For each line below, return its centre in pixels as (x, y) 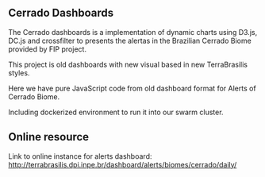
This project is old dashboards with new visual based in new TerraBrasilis (128, 64)
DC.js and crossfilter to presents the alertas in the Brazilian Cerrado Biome (130, 40)
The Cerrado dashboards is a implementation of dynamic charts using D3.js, (133, 32)
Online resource (49, 137)
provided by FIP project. (48, 49)
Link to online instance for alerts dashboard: (80, 156)
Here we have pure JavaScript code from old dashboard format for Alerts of (132, 88)
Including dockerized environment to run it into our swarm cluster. (116, 112)
